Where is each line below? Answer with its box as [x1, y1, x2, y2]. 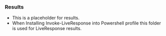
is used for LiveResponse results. [12, 25, 82, 31]
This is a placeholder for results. [12, 15, 80, 21]
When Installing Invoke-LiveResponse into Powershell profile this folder [12, 20, 161, 26]
